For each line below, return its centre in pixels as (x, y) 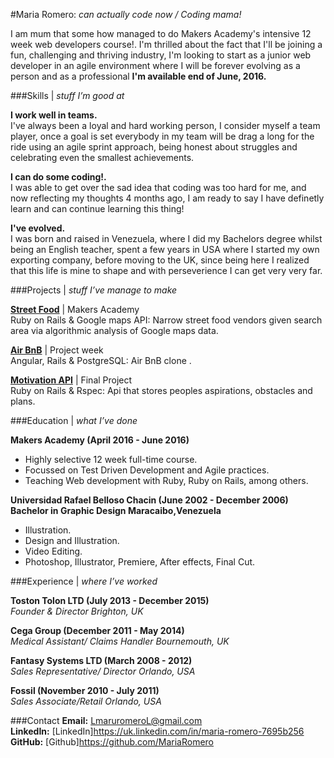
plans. (23, 401)
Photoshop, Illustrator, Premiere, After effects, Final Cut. (140, 562)
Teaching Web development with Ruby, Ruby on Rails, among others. (166, 480)
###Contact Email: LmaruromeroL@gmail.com (106, 720)
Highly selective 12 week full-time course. (111, 459)
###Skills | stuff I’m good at (67, 95)
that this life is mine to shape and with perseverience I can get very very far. (166, 270)
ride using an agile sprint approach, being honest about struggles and (154, 147)
